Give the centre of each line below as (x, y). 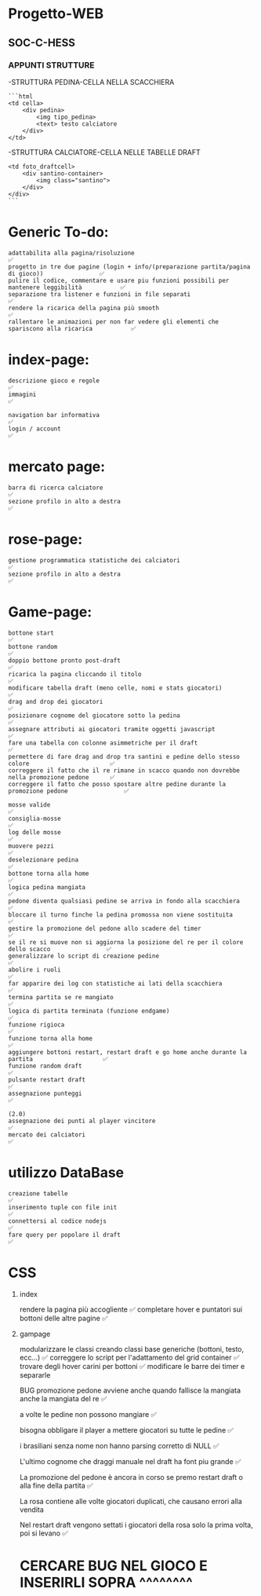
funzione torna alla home (50, 1038)
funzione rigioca (36, 1025)
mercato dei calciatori (47, 1135)
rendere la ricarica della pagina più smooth (83, 308)
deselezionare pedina (43, 860)
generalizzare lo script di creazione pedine (83, 956)
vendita (32, 1510)
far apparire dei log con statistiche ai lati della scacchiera (115, 983)
